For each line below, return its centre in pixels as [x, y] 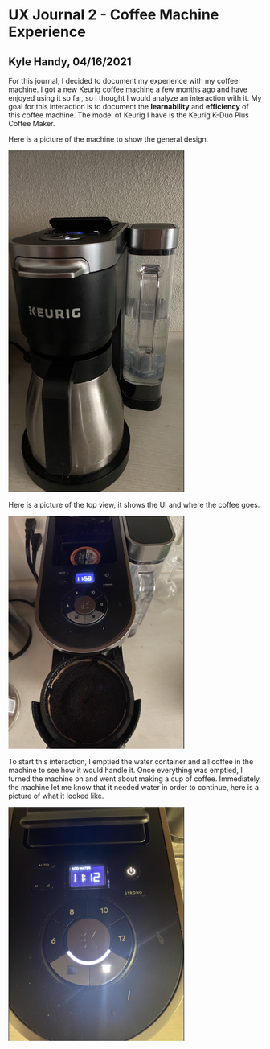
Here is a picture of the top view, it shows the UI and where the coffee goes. [134, 504]
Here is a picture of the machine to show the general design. [108, 139]
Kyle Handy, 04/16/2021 [70, 62]
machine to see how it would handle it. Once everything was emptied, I [125, 771]
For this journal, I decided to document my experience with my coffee [123, 81]
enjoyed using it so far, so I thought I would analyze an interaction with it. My [135, 98]
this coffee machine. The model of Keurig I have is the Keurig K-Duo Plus [129, 115]
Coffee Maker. [32, 123]
